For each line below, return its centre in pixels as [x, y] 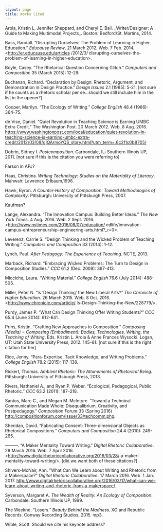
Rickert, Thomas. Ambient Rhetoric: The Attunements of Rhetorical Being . [79, 371]
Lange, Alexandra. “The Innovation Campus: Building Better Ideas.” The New [81, 214]
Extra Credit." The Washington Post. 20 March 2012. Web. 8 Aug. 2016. [76, 126]
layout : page [18, 9]
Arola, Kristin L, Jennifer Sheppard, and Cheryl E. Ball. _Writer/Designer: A [79, 28]
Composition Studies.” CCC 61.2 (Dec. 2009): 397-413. [60, 268]
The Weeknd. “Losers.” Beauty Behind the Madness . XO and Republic [75, 510]
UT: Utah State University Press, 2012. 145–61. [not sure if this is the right [78, 342]
